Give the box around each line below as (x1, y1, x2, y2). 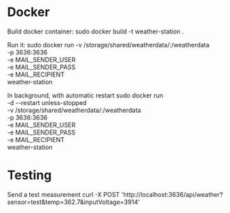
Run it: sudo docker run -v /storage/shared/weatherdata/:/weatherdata (7, 40, 210, 49)
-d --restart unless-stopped (7, 98, 87, 106)
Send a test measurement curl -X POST (7, 190, 120, 198)
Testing (7, 168, 52, 183)
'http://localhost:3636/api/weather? (121, 190, 224, 198)
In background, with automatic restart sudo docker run (7, 91, 163, 100)
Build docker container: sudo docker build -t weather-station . (7, 27, 184, 35)
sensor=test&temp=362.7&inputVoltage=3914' (7, 198, 140, 206)
